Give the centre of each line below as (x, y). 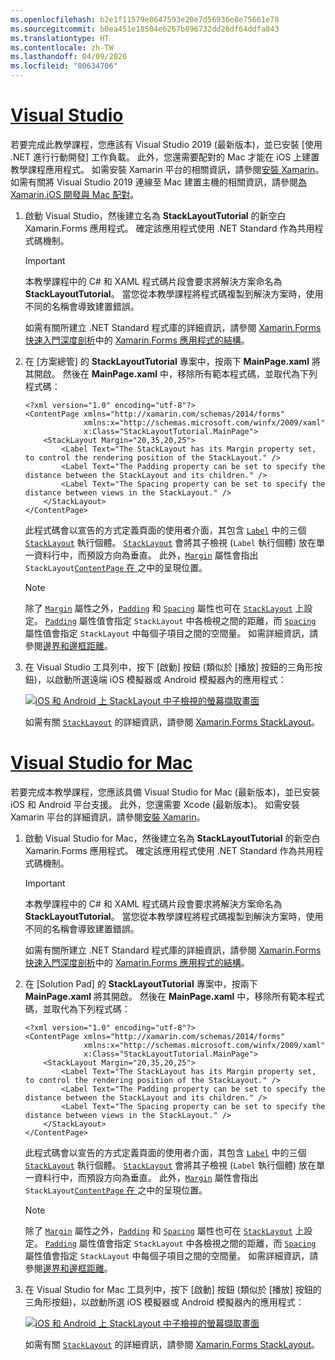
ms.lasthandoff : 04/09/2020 (69, 57)
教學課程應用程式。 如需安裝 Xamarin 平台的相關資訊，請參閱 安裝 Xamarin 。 (167, 169)
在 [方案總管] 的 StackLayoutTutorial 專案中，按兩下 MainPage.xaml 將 (172, 361)
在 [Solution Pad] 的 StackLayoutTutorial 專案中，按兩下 (141, 983)
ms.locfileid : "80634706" (64, 66)
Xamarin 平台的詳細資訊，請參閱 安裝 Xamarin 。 (108, 817)
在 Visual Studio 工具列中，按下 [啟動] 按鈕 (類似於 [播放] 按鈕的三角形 (169, 667)
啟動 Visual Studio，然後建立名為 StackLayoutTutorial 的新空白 (155, 215)
